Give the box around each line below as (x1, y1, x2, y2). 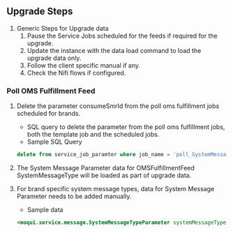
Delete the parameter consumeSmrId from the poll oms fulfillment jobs (16, 102, 220, 110)
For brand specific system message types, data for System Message (16, 184, 215, 193)
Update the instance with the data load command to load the (27, 46, 202, 54)
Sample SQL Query (27, 137, 82, 146)
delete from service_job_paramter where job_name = (16, 151, 170, 158)
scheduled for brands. (16, 110, 81, 118)
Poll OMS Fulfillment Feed (6, 86, 96, 96)
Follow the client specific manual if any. (27, 61, 141, 69)
